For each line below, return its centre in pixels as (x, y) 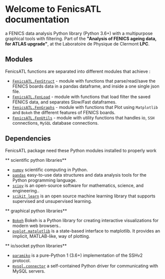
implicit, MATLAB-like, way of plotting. (51, 236)
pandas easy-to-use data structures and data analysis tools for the (79, 175)
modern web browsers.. (37, 226)
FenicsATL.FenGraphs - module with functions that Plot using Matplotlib (85, 107)
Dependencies (28, 139)
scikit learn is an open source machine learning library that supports (84, 196)
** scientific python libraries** (36, 160)
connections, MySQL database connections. (55, 123)
